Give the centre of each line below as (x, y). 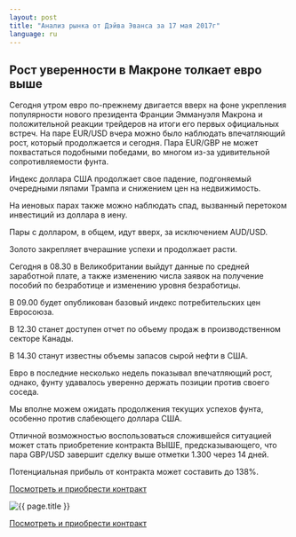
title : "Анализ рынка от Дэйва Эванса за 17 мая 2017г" (115, 26)
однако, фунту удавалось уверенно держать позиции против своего (139, 383)
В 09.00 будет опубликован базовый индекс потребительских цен (135, 303)
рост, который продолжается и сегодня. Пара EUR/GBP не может (134, 143)
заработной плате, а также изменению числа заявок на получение (136, 276)
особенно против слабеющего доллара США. (96, 419)
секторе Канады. (41, 339)
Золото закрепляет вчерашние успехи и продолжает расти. (123, 249)
